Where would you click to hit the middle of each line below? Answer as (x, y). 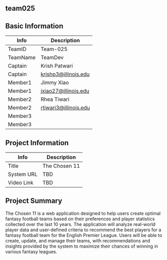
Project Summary (34, 201)
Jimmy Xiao (55, 83)
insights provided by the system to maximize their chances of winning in (82, 246)
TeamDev (52, 58)
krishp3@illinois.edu (65, 74)
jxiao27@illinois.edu (65, 91)
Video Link (21, 183)
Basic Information (34, 26)
